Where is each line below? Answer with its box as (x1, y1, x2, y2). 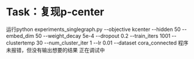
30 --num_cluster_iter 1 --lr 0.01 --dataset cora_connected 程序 (36, 39, 189, 46)
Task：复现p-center (6, 5, 105, 19)
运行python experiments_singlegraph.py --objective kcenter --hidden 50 (6, 26, 181, 33)
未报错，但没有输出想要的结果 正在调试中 (6, 46, 105, 53)
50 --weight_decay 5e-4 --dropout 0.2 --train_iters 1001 (35, 32, 171, 39)
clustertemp (6, 39, 35, 46)
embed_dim (6, 32, 34, 39)
